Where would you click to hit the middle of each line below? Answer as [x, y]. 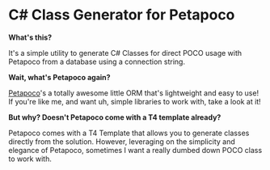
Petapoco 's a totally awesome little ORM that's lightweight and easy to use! [134, 93]
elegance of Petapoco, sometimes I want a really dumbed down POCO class [135, 150]
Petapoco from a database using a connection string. [97, 62]
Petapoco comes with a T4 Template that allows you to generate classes [129, 133]
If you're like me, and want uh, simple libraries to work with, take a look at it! [135, 101]
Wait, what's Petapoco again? [59, 77]
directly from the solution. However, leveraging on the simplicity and [122, 141]
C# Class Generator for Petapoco [122, 15]
